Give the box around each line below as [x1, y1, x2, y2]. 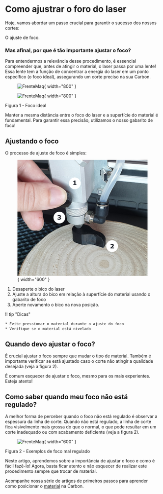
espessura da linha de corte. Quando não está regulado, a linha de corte [5, 418, 151, 424]
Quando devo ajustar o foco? [5, 340, 96, 348]
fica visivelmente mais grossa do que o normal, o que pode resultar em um [5, 423, 157, 430]
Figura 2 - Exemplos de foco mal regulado [5, 448, 90, 454]
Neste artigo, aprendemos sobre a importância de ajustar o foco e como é [5, 457, 155, 463]
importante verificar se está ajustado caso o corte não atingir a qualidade [5, 358, 154, 364]
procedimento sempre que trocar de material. [5, 468, 97, 474]
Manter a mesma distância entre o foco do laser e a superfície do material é [5, 112, 159, 118]
